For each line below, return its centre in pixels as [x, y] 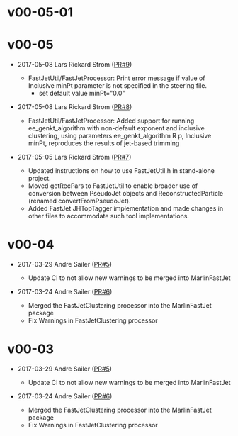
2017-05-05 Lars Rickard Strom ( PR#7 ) [74, 157]
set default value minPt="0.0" [82, 94]
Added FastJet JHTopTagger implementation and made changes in [126, 208]
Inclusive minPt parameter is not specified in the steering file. [118, 86]
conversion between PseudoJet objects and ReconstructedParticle [126, 194]
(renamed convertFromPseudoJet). [79, 201]
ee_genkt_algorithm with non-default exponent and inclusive [117, 128]
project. [39, 179]
